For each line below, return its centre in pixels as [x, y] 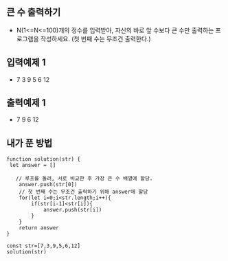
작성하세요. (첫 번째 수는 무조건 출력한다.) [96, 38]
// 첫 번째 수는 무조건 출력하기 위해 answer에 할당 [83, 192]
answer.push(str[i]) [72, 210]
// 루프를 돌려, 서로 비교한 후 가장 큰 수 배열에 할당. [84, 179]
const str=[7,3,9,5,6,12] [43, 246]
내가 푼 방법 [30, 143]
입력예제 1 [26, 63]
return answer [39, 228]
